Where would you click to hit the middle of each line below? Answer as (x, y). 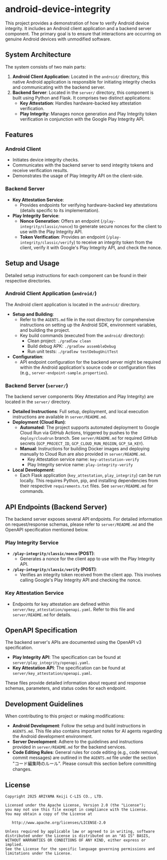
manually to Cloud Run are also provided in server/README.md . (83, 454)
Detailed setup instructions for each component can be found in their (76, 275)
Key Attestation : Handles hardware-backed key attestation (81, 103)
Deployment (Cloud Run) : (39, 422)
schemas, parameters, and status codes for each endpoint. (66, 688)
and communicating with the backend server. (59, 87)
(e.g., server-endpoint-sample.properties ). (64, 372)
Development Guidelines (44, 704)
